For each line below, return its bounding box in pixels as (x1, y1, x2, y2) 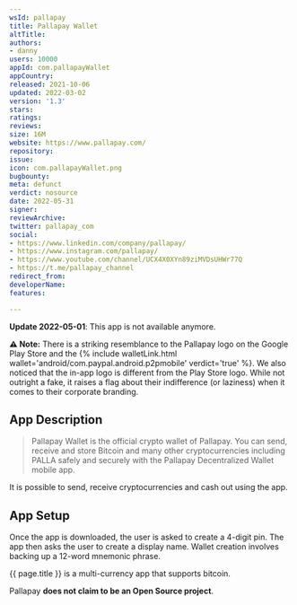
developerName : (9, 280, 66, 289)
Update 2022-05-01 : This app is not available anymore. (9, 320, 216, 332)
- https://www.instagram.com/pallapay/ (9, 247, 159, 256)
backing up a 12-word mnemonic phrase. (9, 551, 162, 562)
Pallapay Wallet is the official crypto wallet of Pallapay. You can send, (31, 436, 288, 447)
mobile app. (31, 464, 75, 476)
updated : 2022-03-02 (9, 88, 87, 97)
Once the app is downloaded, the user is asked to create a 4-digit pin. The (9, 531, 284, 543)
